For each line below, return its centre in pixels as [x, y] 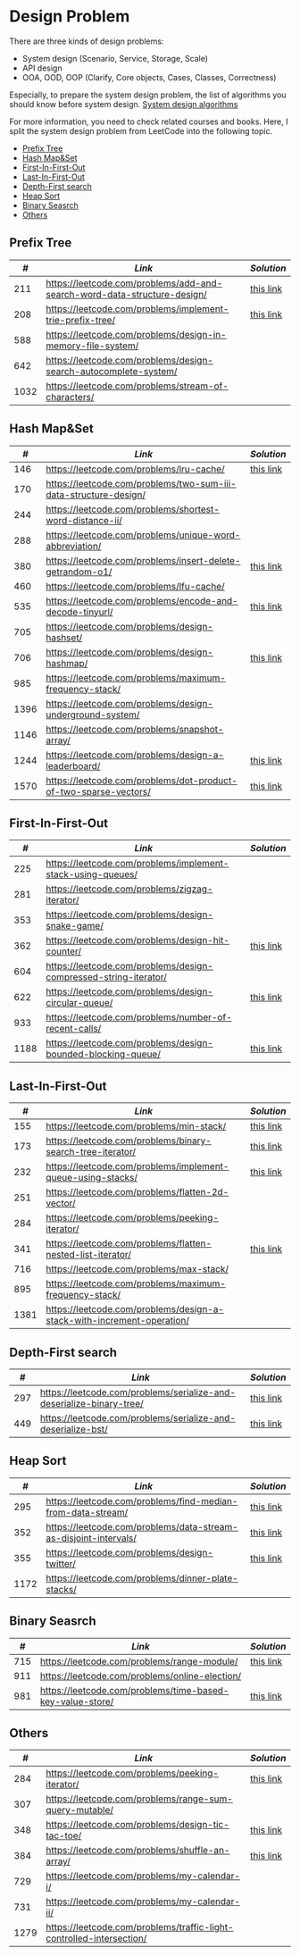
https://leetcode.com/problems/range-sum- [140, 1799]
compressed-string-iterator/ [107, 977]
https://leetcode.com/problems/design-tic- [137, 1825]
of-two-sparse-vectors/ [99, 791]
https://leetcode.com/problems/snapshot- [135, 729]
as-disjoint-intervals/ [91, 1538]
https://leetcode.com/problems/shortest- [133, 509]
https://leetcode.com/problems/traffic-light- [140, 1927]
